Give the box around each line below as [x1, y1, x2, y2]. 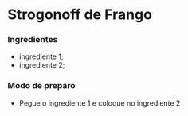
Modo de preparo [7, 80, 76, 91]
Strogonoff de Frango [7, 6, 153, 24]
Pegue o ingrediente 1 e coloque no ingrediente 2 [18, 98, 181, 108]
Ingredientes [7, 34, 58, 45]
